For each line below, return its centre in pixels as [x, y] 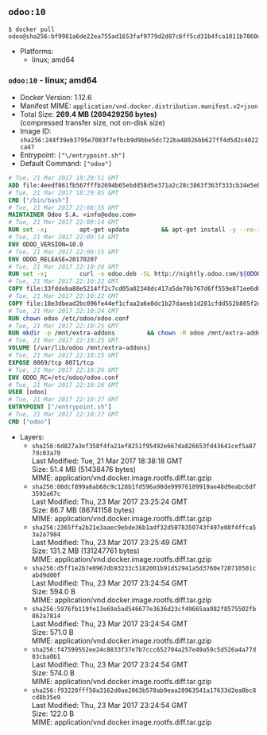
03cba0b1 [46, 656]
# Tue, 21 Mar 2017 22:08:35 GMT [64, 207]
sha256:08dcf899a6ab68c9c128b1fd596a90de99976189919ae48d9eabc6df [144, 487]
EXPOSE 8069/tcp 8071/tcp [51, 362]
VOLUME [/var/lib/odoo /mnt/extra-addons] [79, 348]
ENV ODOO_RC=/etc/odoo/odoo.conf [64, 377]
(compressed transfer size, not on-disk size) [92, 123]
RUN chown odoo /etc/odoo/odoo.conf [69, 318]
